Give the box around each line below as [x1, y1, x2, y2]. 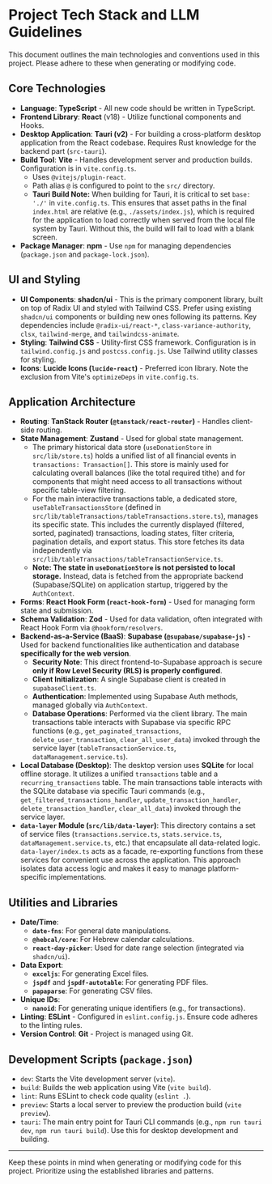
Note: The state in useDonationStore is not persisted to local [32, 562, 236, 572]
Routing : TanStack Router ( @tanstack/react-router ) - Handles [19, 417, 231, 426]
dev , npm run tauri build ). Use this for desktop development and [19, 1126, 239, 1135]
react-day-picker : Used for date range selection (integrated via [32, 943, 244, 953]
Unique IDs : [19, 995, 61, 1004]
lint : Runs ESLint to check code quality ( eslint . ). [19, 1091, 192, 1101]
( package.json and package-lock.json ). [19, 249, 150, 259]
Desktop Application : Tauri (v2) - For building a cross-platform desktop [19, 129, 261, 138]
